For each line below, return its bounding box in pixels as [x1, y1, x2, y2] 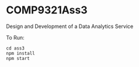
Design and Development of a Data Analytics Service [6, 23, 134, 30]
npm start [6, 55, 30, 61]
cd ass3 [6, 45, 25, 51]
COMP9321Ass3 [6, 3, 88, 17]
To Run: [6, 34, 25, 41]
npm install [6, 50, 35, 56]
